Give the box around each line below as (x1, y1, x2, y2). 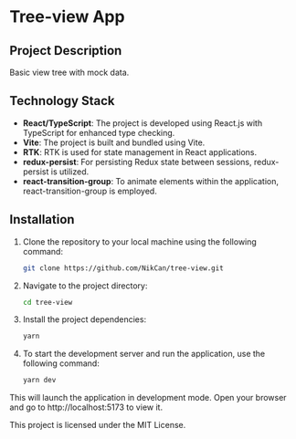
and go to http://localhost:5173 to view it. (9, 402, 163, 413)
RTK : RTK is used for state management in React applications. (22, 146, 258, 157)
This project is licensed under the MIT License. (9, 420, 186, 431)
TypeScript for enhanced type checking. (22, 127, 175, 138)
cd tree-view (22, 298, 73, 307)
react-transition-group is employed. (22, 185, 157, 196)
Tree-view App (9, 6, 125, 27)
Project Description (9, 43, 122, 58)
